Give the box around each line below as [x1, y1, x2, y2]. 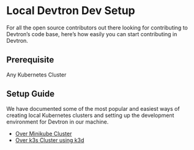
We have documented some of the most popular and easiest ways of [6, 105, 180, 112]
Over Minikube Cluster [15, 130, 72, 137]
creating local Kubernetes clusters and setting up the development [6, 111, 174, 119]
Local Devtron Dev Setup [6, 4, 136, 18]
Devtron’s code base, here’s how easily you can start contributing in [6, 30, 177, 37]
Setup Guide [6, 89, 55, 99]
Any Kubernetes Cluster [6, 71, 67, 78]
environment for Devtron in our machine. [6, 118, 109, 126]
